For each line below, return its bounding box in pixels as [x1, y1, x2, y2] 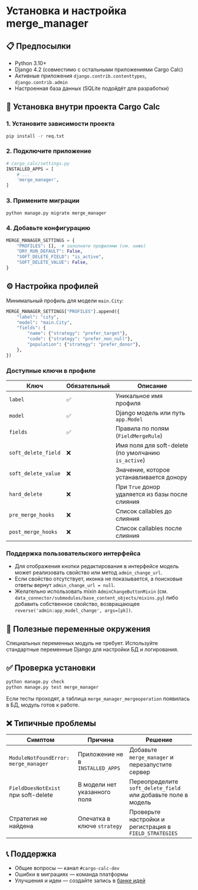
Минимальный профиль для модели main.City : [6, 297, 124, 304]
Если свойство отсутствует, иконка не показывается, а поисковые [14, 575, 183, 582]
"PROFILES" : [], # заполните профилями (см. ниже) [16, 243, 146, 249]
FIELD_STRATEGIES [129, 830, 178, 837]
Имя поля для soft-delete [115, 441, 189, 449]
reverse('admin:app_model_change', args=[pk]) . [14, 607, 133, 614]
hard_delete [9, 491, 43, 498]
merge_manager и [129, 753, 174, 762]
